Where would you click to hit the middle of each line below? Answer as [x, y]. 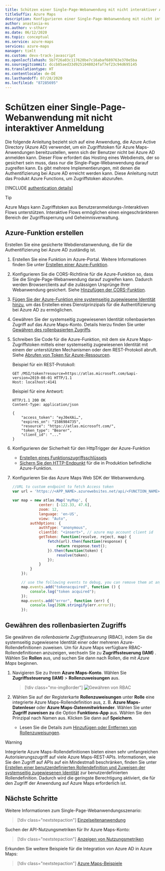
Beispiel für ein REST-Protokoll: [44, 365]
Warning [14, 742]
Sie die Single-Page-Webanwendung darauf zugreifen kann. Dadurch [82, 280]
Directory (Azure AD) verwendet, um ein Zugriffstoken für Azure [70, 147]
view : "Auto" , [53, 519]
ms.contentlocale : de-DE [30, 74]
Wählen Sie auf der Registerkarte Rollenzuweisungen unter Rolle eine [83, 697]
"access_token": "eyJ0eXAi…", [52, 418]
